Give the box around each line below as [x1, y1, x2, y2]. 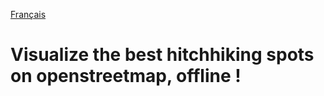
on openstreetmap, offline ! [10, 65, 242, 88]
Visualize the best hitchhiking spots [10, 44, 315, 66]
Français [10, 9, 47, 20]
